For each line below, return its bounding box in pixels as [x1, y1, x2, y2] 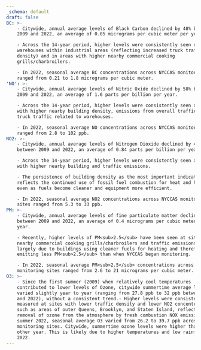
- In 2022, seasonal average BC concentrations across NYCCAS [17, 70, 175, 76]
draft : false [6, 14, 39, 20]
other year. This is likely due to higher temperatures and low [17, 329, 181, 335]
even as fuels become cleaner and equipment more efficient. [17, 185, 172, 191]
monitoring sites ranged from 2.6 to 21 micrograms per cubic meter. [17, 268, 194, 274]
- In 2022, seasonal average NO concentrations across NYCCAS [17, 124, 175, 131]
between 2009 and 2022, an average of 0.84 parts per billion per [17, 147, 186, 153]
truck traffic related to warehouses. [17, 113, 114, 120]
